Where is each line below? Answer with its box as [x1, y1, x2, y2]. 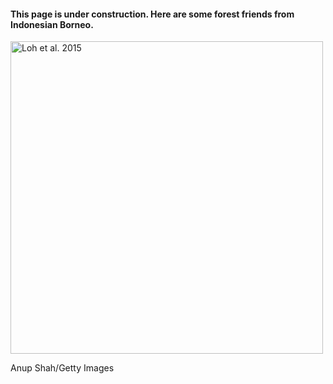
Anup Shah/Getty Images [10, 362, 115, 374]
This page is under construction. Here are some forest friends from [10, 8, 295, 20]
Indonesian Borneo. [10, 18, 94, 30]
